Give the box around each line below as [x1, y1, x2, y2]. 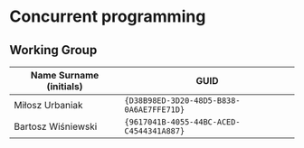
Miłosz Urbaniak [14, 99, 83, 111]
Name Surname [30, 69, 100, 81]
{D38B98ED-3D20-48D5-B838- [124, 96, 241, 106]
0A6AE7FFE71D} [124, 105, 185, 115]
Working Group [9, 42, 98, 58]
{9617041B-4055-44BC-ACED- [124, 117, 241, 127]
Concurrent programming [9, 6, 206, 27]
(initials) [46, 80, 83, 92]
